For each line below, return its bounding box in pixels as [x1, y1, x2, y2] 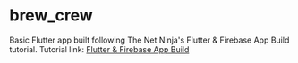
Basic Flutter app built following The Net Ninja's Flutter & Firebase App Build [9, 35, 290, 45]
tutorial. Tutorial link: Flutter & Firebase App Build [9, 43, 190, 54]
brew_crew [9, 5, 94, 26]
